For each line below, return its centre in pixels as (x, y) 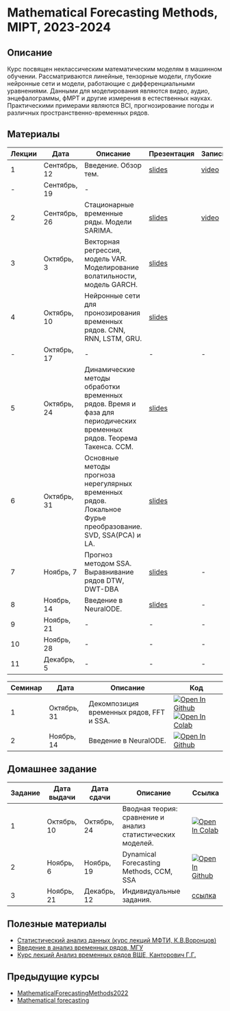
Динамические (110, 369)
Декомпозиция (114, 704)
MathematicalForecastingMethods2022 (73, 993)
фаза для (99, 412)
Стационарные (109, 205)
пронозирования (112, 312)
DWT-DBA (102, 589)
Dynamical (139, 854)
